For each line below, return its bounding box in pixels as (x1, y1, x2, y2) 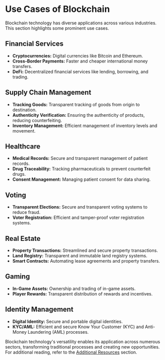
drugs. (12, 171, 26, 177)
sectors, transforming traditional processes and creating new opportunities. (5, 344, 160, 350)
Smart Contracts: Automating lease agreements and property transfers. (12, 258, 160, 264)
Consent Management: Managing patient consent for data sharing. (12, 176, 151, 182)
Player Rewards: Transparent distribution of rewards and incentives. (12, 290, 153, 296)
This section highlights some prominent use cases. (5, 25, 109, 31)
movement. (12, 128, 36, 134)
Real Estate (5, 234, 41, 243)
